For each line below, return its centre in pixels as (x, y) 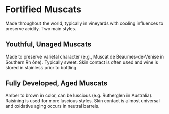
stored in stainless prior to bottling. (41, 67)
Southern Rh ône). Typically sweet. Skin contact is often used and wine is (82, 62)
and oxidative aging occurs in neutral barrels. (52, 106)
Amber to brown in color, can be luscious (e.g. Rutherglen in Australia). (79, 95)
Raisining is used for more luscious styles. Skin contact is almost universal (83, 101)
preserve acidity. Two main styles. (41, 28)
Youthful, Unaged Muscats (48, 45)
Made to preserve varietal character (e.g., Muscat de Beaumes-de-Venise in (85, 56)
